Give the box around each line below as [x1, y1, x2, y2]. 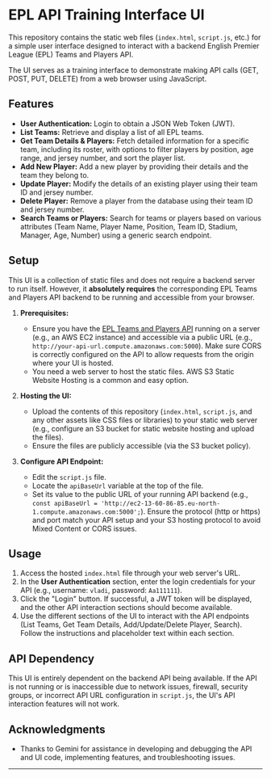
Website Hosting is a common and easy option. [31, 375, 190, 385]
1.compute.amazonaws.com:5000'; [31, 507, 141, 516]
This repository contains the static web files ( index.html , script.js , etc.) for [8, 32, 261, 42]
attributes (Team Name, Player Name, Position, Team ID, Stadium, [19, 221, 238, 231]
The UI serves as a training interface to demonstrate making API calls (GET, [8, 65, 259, 74]
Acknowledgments [8, 722, 106, 736]
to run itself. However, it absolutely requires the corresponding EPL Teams [8, 284, 258, 293]
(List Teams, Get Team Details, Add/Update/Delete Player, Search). [19, 620, 243, 629]
